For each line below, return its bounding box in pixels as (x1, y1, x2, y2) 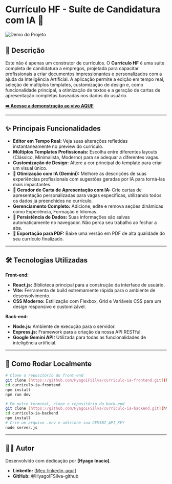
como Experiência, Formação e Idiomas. (12, 208, 98, 214)
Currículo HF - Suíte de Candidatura (5, 4, 160, 15)
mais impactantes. (12, 181, 52, 187)
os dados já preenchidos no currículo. (12, 197, 93, 204)
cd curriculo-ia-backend (5, 411, 58, 416)
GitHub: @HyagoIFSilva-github (12, 473, 79, 479)
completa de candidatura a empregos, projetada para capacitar (5, 65, 139, 71)
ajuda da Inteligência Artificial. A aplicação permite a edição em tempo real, (5, 76, 165, 82)
